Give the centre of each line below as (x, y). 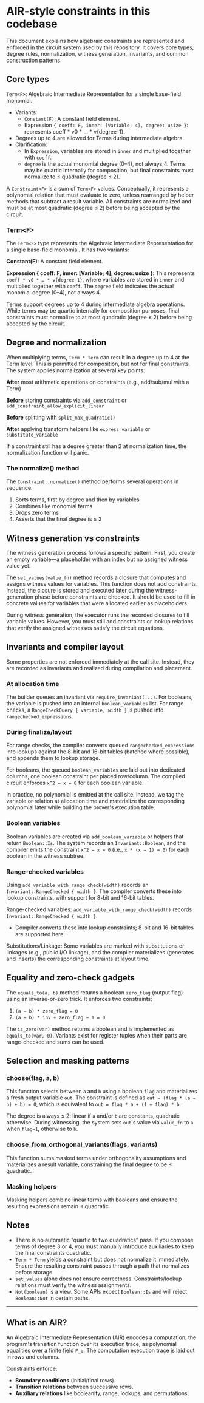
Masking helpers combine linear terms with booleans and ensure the (92, 1200)
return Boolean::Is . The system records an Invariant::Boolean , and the (96, 843)
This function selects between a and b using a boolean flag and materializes (102, 1092)
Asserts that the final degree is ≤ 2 (58, 519)
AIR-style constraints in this (78, 11)
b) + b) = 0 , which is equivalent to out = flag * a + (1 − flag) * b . (93, 1104)
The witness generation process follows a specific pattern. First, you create (101, 552)
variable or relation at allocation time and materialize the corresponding (96, 801)
